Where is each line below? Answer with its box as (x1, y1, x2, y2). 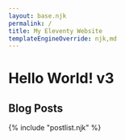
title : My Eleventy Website (8, 27, 103, 35)
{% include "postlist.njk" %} (8, 123, 102, 133)
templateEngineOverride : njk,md (8, 34, 117, 43)
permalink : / (8, 19, 52, 28)
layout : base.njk (8, 11, 67, 20)
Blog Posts (8, 101, 64, 115)
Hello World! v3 (8, 70, 115, 87)
